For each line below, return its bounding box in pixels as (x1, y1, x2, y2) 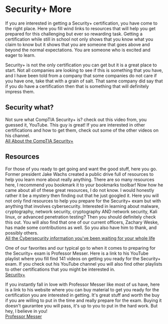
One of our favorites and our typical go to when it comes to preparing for (5, 245, 156, 251)
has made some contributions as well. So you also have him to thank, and (5, 225, 157, 231)
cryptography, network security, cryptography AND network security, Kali (5, 208, 157, 214)
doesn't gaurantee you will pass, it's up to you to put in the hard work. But (5, 302, 158, 308)
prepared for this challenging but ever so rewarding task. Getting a (5, 31, 143, 37)
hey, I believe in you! (5, 308, 48, 314)
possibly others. (5, 230, 39, 236)
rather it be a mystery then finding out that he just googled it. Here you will (5, 192, 159, 198)
